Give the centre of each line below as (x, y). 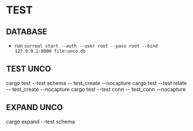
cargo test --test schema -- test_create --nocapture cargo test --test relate (96, 83)
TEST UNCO (29, 69)
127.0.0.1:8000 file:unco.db (50, 51)
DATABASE (27, 32)
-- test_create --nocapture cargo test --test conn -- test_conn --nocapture (96, 89)
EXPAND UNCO (35, 107)
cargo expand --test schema (41, 121)
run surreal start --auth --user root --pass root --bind (86, 45)
